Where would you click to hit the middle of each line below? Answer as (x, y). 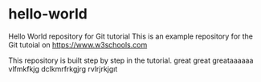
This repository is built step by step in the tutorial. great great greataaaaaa (131, 60)
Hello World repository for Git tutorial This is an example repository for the (131, 36)
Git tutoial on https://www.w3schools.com (78, 44)
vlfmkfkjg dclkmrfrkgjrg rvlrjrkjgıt (63, 68)
